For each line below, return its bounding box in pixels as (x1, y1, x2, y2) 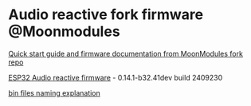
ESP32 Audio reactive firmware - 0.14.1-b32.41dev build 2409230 (8, 73, 223, 82)
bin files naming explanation (8, 88, 101, 97)
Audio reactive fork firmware (8, 6, 204, 24)
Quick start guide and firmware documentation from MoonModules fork (8, 49, 243, 58)
